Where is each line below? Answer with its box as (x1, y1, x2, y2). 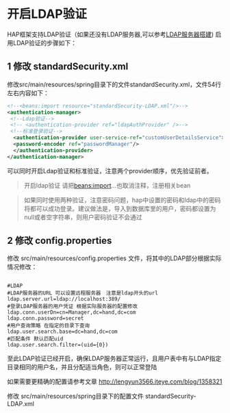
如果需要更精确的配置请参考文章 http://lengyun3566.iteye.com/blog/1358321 (7, 377, 222, 386)
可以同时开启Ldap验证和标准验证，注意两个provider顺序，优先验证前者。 (7, 166, 213, 175)
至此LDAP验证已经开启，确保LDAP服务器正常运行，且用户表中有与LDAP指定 (7, 354, 222, 363)
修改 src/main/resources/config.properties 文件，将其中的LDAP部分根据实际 (7, 254, 222, 262)
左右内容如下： (7, 88, 49, 97)
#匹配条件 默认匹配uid (7, 336, 64, 342)
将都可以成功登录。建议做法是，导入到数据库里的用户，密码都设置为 (23, 204, 216, 212)
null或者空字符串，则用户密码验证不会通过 (23, 213, 142, 221)
